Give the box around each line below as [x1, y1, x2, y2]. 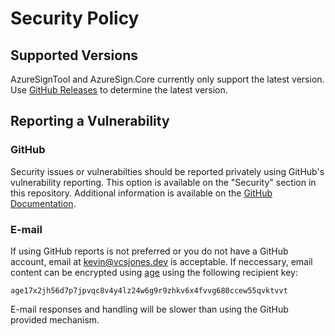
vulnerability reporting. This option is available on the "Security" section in [10, 176, 317, 188]
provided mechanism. [10, 313, 100, 326]
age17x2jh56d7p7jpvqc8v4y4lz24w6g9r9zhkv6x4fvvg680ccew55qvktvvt [10, 285, 288, 296]
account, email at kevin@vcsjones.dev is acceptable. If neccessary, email [10, 255, 313, 267]
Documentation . [10, 197, 77, 209]
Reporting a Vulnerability [10, 113, 170, 130]
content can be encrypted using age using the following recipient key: [10, 266, 299, 278]
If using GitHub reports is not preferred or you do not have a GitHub [10, 245, 289, 257]
